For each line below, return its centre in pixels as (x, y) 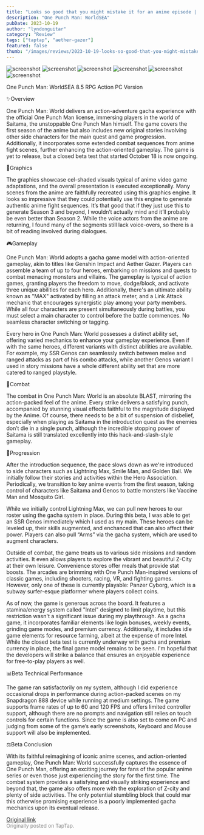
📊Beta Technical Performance (45, 673)
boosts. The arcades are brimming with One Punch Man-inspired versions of (102, 572)
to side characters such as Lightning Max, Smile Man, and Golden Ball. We (99, 471)
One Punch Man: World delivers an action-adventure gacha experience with (101, 111)
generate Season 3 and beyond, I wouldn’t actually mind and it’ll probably (98, 212)
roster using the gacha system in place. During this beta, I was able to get (98, 515)
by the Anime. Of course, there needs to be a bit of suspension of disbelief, (100, 415)
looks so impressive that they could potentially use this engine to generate (99, 199)
